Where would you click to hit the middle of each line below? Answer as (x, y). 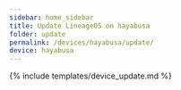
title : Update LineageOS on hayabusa (80, 26)
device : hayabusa (42, 51)
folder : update (38, 34)
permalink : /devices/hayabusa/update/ (82, 42)
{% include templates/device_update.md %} (91, 76)
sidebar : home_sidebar (52, 17)
